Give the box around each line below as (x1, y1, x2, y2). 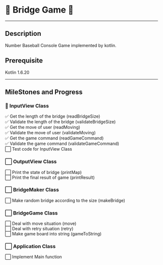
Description (5, 30, 41, 38)
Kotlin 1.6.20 (5, 69, 30, 75)
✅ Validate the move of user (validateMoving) (5, 130, 96, 136)
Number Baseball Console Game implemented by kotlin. (5, 42, 116, 48)
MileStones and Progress (5, 88, 83, 96)
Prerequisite (5, 57, 43, 65)
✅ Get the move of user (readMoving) (5, 125, 81, 130)
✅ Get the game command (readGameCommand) (5, 135, 104, 141)
